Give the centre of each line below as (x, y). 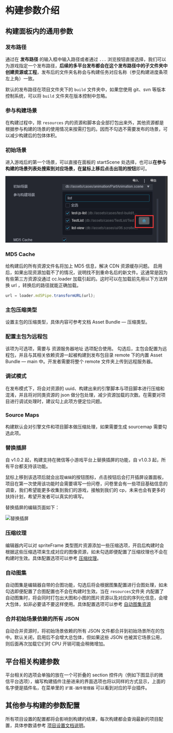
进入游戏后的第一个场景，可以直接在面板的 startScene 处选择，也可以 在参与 (86, 162)
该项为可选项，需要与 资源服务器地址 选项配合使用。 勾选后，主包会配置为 (84, 349)
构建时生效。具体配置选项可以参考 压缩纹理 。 (53, 558)
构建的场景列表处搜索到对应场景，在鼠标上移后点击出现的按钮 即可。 (77, 169)
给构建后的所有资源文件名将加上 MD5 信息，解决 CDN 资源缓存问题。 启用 (84, 266)
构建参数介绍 (33, 11)
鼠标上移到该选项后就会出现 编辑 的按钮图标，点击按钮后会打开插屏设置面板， (86, 477)
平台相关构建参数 (32, 662)
